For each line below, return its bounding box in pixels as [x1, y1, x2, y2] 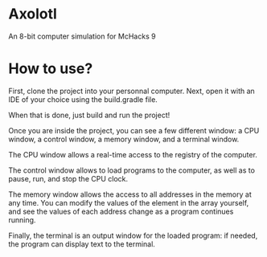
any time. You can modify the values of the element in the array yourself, [8, 198, 249, 207]
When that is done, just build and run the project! [8, 110, 170, 120]
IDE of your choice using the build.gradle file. [8, 94, 158, 104]
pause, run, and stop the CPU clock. [8, 173, 129, 183]
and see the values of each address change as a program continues [8, 206, 234, 216]
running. [8, 214, 36, 225]
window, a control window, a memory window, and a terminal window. [8, 134, 240, 144]
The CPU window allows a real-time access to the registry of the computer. [8, 149, 257, 159]
